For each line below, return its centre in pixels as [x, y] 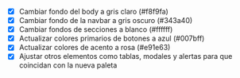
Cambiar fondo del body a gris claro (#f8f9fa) [93, 12]
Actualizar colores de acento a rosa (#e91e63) [95, 48]
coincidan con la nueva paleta [68, 65]
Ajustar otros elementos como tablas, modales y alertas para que [126, 57]
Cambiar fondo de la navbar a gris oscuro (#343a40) [106, 21]
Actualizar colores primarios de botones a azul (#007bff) [112, 38]
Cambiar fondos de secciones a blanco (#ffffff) [96, 29]
